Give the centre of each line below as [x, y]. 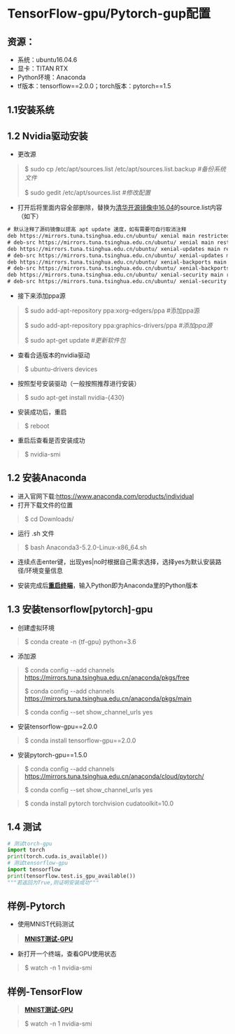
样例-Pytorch [36, 906]
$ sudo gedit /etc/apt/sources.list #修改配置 [87, 193]
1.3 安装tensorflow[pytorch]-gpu [80, 609]
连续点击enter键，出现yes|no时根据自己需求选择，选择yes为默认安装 [116, 561]
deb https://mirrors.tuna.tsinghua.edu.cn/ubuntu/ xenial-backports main [117, 262]
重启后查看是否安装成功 [51, 440]
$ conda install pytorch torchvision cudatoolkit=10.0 [99, 803]
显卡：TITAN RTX [43, 69]
